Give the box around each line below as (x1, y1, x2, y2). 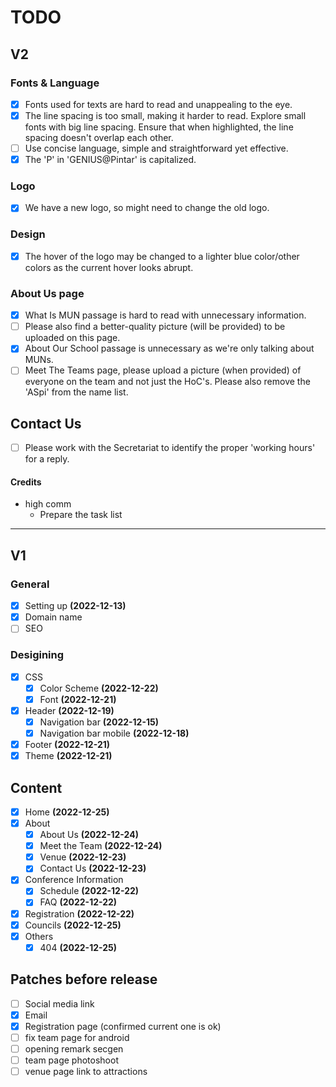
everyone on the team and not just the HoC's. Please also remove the (24, 376, 311, 388)
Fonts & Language (10, 76, 100, 90)
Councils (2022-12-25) (24, 919, 122, 931)
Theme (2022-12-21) (24, 750, 113, 762)
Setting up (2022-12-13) (24, 600, 127, 612)
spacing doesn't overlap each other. (24, 132, 174, 143)
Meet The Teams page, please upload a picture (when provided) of (24, 364, 302, 376)
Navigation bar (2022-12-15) (39, 716, 159, 728)
